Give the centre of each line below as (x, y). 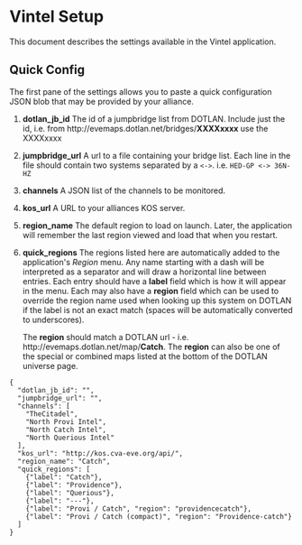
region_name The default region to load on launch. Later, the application (157, 225)
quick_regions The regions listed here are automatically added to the (151, 252)
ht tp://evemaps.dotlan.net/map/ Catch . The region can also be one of (151, 346)
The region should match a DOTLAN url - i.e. (105, 337)
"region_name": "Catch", (64, 461)
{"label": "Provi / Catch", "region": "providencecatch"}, (139, 508)
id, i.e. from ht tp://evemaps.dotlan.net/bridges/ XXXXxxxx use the (145, 128)
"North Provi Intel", (66, 421)
